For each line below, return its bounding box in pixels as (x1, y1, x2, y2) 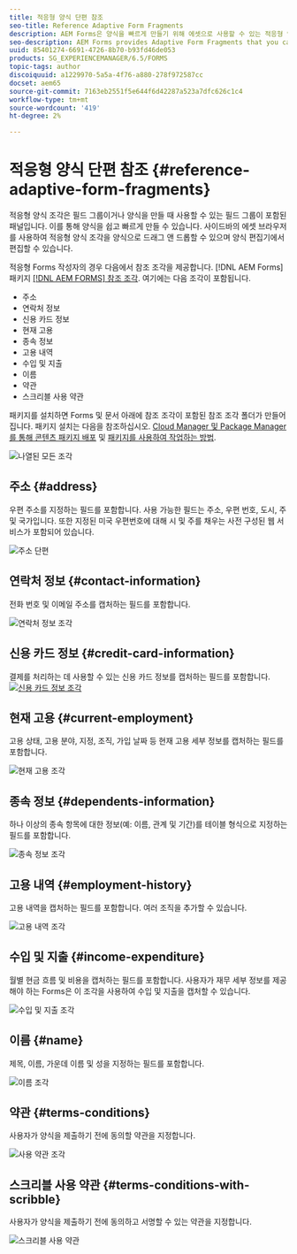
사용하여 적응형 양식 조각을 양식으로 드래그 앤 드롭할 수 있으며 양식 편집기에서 (18, 232, 286, 243)
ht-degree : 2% (9, 111, 62, 120)
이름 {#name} (9, 1033, 84, 1048)
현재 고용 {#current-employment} (9, 710, 194, 725)
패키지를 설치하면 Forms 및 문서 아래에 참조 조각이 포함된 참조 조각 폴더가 (9, 410, 263, 421)
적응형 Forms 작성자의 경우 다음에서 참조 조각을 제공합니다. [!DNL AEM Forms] (9, 262, 284, 272)
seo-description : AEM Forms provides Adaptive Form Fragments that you (9, 37, 278, 47)
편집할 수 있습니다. (9, 243, 73, 254)
